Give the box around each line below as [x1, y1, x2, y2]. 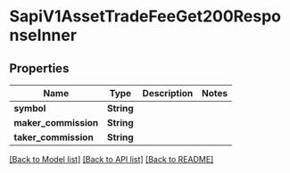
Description [142, 87, 194, 99]
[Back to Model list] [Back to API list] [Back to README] [9, 154, 214, 164]
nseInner [9, 25, 78, 45]
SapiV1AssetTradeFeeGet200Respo [9, 6, 282, 27]
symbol [13, 103, 46, 114]
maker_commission [13, 117, 99, 128]
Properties [9, 61, 70, 76]
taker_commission [13, 131, 94, 144]
